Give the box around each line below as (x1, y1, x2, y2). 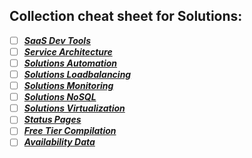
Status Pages (23, 114, 82, 126)
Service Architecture (23, 45, 113, 58)
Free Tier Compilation (23, 125, 117, 137)
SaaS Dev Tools (23, 34, 91, 46)
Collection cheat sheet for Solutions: (9, 8, 243, 25)
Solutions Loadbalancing (23, 69, 132, 80)
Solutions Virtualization (23, 102, 126, 114)
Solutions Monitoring (23, 80, 114, 92)
